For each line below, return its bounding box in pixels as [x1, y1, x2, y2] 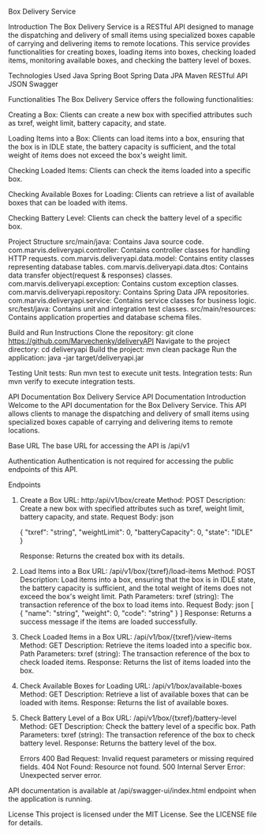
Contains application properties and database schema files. [8, 312, 202, 322]
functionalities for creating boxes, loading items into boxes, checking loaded [8, 47, 256, 56]
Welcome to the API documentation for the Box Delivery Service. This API [8, 401, 247, 409]
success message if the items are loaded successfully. [19, 617, 198, 626]
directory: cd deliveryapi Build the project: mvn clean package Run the [8, 345, 237, 354]
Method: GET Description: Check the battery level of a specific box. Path [19, 722, 256, 730]
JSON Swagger [8, 79, 59, 89]
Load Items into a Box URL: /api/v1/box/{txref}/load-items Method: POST [19, 567, 256, 575]
